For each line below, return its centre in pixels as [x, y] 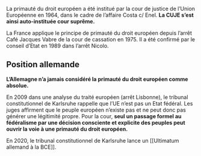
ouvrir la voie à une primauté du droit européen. [67, 129]
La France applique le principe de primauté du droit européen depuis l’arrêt [99, 33]
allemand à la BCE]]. [31, 147]
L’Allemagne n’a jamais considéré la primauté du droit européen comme [97, 79]
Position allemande [43, 64]
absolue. [17, 85]
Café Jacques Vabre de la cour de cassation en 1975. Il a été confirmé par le [101, 39]
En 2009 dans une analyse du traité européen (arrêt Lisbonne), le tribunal [97, 97]
